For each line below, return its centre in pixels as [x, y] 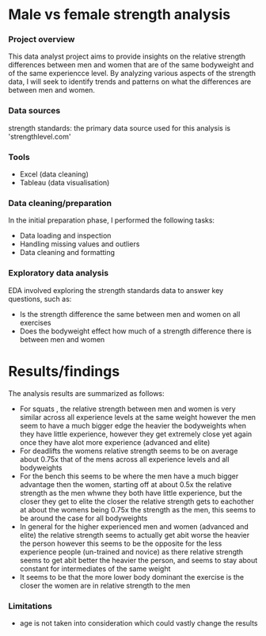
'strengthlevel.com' [40, 136]
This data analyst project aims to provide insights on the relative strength [127, 56]
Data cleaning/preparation [60, 203]
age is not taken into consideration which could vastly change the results [139, 623]
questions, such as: [40, 299]
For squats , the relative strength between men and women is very [127, 409]
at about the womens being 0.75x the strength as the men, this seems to [137, 509]
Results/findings [64, 371]
